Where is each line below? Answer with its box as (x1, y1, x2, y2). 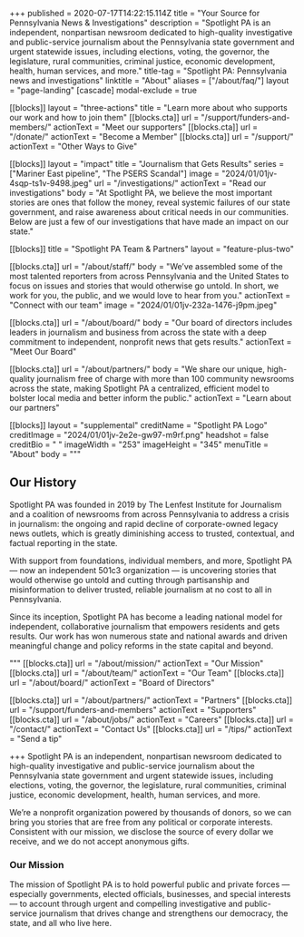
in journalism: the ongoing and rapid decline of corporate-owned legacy (9, 518, 279, 529)
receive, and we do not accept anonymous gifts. (9, 835, 190, 846)
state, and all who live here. (9, 918, 112, 929)
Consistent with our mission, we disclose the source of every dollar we (9, 825, 274, 837)
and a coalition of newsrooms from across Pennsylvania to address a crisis (9, 508, 289, 520)
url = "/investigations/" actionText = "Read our (93, 178, 267, 189)
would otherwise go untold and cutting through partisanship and (9, 574, 250, 585)
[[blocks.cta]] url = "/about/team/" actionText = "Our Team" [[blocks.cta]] (9, 667, 285, 678)
